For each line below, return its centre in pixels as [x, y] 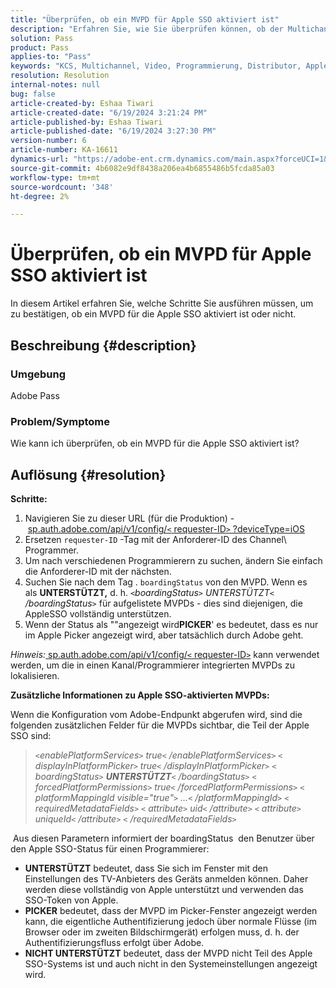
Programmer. [52, 550]
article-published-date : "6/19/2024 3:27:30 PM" [113, 131]
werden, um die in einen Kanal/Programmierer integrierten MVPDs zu [152, 665]
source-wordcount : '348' [62, 187]
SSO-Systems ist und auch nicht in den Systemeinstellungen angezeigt [171, 963]
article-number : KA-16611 [64, 150]
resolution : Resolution [60, 76]
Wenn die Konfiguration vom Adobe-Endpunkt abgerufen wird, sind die [156, 714]
